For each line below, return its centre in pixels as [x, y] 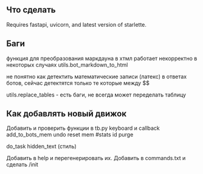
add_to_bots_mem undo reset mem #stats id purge [70, 135]
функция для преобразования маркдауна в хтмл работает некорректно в [102, 58]
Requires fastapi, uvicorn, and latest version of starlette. [77, 24]
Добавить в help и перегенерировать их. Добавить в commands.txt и [96, 158]
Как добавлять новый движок [66, 114]
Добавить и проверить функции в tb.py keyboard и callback [83, 128]
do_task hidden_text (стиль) [42, 146]
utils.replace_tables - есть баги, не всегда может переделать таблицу [96, 95]
